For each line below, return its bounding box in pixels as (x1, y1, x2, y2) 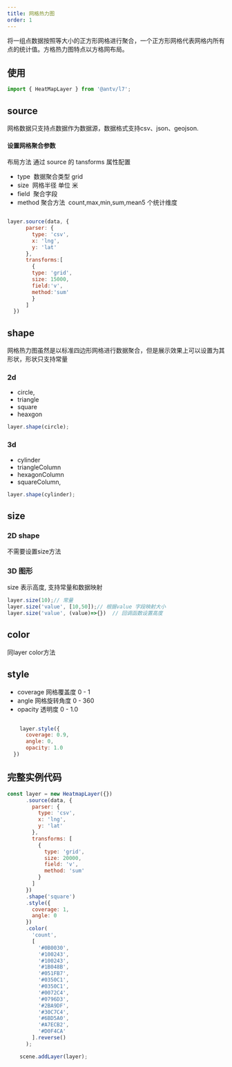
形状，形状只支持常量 (7, 355, 68, 363)
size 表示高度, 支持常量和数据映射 (7, 583, 103, 591)
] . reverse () (32, 1035, 67, 1041)
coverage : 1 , (32, 906, 70, 913)
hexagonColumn (17, 470, 64, 478)
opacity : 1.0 (25, 745, 64, 752)
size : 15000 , (32, 276, 70, 283)
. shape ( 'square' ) (25, 893, 76, 900)
